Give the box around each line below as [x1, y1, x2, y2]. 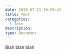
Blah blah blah [5, 44, 34, 50]
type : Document [5, 30, 37, 35]
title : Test [5, 12, 30, 17]
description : [5, 26, 32, 31]
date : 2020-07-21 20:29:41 [5, 7, 61, 12]
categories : [5, 16, 30, 21]
